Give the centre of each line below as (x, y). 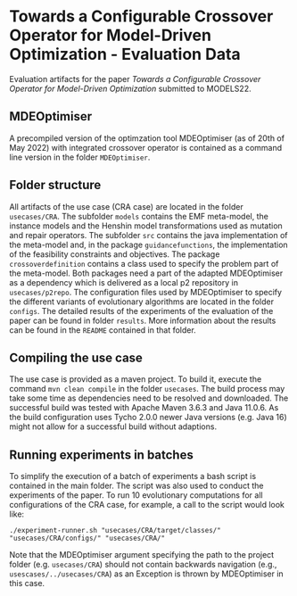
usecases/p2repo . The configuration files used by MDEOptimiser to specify (146, 292)
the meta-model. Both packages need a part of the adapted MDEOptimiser (146, 273)
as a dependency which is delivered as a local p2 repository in (124, 282)
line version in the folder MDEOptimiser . (80, 157)
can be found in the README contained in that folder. (103, 330)
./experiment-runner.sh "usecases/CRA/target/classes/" (115, 531)
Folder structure (55, 185)
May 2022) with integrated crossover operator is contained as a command (146, 147)
